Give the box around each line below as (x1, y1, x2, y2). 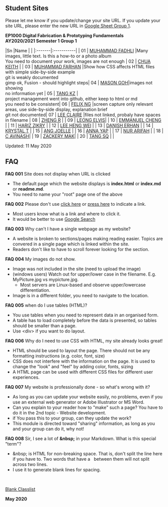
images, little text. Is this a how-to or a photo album (5, 53, 112, 59)
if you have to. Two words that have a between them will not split (12, 456, 150, 462)
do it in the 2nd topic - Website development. (12, 409, 107, 415)
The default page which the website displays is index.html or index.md (12, 181, 161, 187)
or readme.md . (12, 186, 44, 192)
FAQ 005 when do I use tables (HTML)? (5, 302, 88, 308)
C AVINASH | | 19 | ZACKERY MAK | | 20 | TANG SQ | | (5, 133, 115, 139)
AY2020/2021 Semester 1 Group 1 (5, 38, 77, 44)
